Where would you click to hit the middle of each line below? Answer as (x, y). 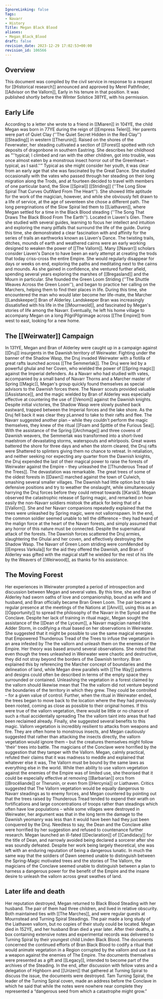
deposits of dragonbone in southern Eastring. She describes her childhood (80, 150)
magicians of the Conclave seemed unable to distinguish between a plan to (80, 866)
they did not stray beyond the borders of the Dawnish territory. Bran (73, 659)
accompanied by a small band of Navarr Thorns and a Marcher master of (78, 379)
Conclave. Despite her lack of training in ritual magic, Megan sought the (77, 618)
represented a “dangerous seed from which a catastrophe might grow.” (76, 991)
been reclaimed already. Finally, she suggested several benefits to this (75, 721)
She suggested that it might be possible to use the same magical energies (79, 633)
